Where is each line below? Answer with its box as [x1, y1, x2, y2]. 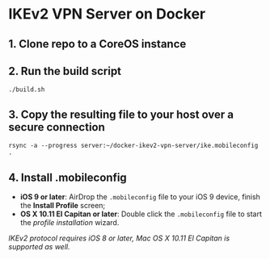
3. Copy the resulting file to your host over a [8, 107, 234, 121]
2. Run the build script [8, 64, 122, 77]
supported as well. [8, 242, 70, 252]
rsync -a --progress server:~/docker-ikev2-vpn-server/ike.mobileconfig [8, 142, 259, 150]
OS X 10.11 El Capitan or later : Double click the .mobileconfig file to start [19, 209, 263, 219]
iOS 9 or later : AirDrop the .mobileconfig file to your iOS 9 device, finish [19, 192, 261, 202]
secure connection [8, 120, 105, 134]
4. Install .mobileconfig [8, 170, 127, 184]
